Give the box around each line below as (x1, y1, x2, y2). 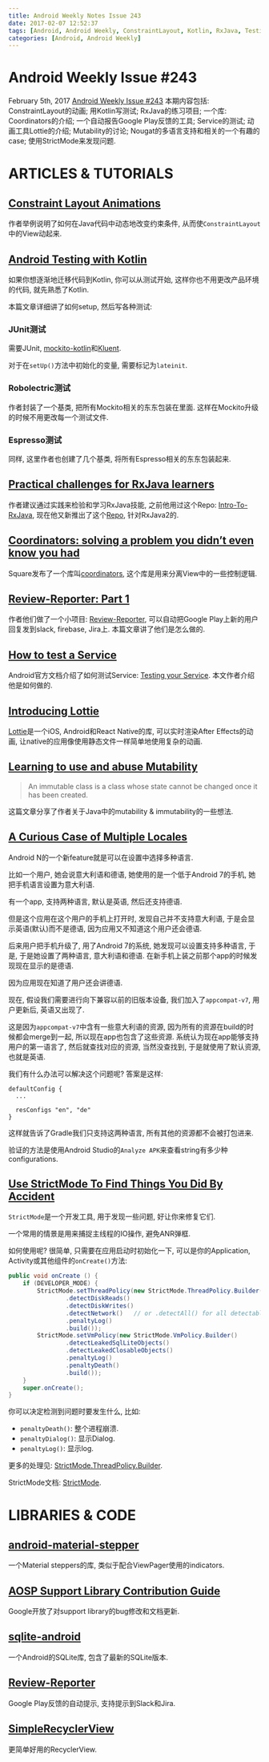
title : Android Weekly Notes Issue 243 (8, 11, 142, 20)
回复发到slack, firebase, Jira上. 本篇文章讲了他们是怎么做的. (8, 624, 206, 634)
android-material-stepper (8, 1538, 139, 1551)
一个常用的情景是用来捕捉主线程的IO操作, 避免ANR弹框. (8, 1229, 191, 1239)
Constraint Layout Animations (8, 196, 162, 210)
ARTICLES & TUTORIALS (8, 165, 174, 183)
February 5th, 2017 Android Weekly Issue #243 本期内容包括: (8, 96, 210, 106)
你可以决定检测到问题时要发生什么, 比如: (8, 1407, 142, 1417)
